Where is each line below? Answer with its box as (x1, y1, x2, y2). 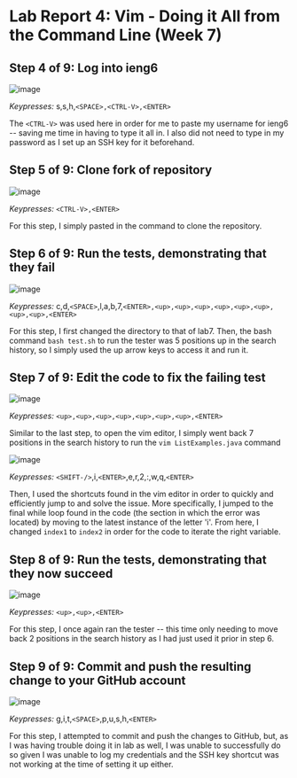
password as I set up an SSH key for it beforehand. (9, 137, 195, 147)
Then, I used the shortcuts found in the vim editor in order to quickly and (9, 489, 274, 500)
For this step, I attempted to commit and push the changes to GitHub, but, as (9, 731, 289, 742)
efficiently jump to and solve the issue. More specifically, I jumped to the (9, 498, 274, 509)
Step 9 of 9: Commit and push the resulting (9, 658, 252, 674)
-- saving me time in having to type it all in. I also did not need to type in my (9, 128, 285, 138)
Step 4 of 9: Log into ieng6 (9, 60, 159, 75)
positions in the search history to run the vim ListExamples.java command (9, 437, 281, 448)
